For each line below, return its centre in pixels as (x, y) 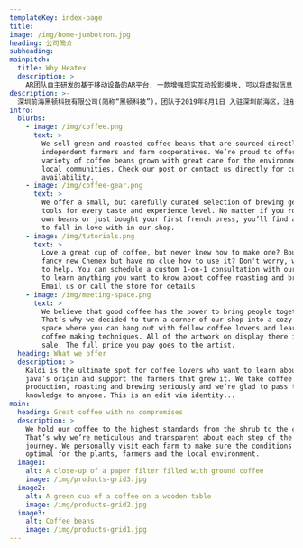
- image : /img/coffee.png (74, 127)
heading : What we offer (62, 353)
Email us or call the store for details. (121, 286)
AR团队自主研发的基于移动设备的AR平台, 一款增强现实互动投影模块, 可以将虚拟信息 (159, 85)
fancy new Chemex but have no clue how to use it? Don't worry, (165, 261)
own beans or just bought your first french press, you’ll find (165, 219)
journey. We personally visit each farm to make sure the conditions (159, 446)
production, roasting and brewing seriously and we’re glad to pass (157, 387)
